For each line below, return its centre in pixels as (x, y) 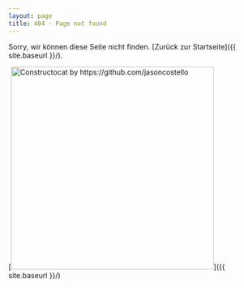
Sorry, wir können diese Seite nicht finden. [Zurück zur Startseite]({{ (122, 46)
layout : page (30, 16)
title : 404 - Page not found (58, 24)
